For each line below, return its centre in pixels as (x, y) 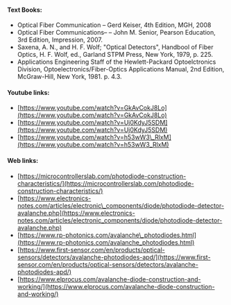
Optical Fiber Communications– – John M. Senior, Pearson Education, (117, 33)
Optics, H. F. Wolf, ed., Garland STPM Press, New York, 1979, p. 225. (115, 55)
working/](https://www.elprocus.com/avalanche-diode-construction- (116, 286)
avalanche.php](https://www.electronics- (76, 213)
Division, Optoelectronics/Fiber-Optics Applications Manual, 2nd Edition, (121, 69)
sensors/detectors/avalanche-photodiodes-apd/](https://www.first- (114, 257)
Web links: (23, 160)
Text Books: (25, 10)
